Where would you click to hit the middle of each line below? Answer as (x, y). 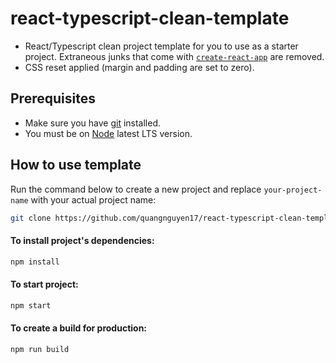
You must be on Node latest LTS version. (108, 133)
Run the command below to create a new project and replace (136, 189)
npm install (35, 262)
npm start (31, 305)
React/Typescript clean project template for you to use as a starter (161, 46)
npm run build (40, 349)
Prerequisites (53, 98)
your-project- (293, 190)
